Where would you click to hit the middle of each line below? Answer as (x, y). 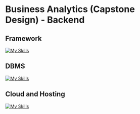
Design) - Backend (45, 20)
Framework (24, 38)
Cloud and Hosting (35, 94)
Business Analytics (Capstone (70, 9)
